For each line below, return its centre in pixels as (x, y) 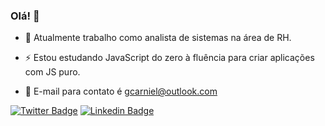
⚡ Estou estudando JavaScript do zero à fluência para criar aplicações (169, 58)
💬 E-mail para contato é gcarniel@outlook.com (121, 91)
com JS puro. (52, 72)
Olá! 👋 (25, 16)
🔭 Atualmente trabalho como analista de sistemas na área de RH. (158, 38)
